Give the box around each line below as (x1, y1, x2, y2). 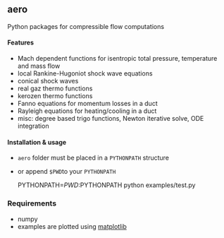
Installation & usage (7, 138, 67, 146)
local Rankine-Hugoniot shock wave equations (17, 69, 153, 78)
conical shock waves (17, 77, 79, 85)
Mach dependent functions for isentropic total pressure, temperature (17, 54, 218, 63)
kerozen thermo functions (17, 92, 93, 100)
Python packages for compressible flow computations (7, 22, 164, 30)
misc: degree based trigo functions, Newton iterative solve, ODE (17, 114, 204, 123)
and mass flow (17, 61, 61, 71)
